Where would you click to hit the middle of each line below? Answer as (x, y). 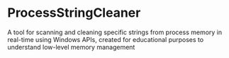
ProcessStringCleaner (74, 13)
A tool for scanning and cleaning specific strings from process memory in (115, 32)
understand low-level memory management (71, 47)
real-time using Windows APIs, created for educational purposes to (106, 39)
